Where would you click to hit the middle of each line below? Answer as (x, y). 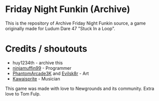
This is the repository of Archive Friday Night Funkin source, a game (75, 23)
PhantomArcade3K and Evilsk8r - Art (51, 73)
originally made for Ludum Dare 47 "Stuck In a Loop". (60, 28)
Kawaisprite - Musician (36, 78)
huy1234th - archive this (38, 63)
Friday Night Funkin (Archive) (68, 9)
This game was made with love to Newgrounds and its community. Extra (80, 88)
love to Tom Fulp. (23, 93)
